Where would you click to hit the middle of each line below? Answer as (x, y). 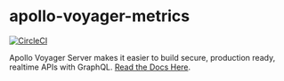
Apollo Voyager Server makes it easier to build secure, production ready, (142, 57)
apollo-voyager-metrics (99, 16)
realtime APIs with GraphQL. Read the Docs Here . (100, 67)
